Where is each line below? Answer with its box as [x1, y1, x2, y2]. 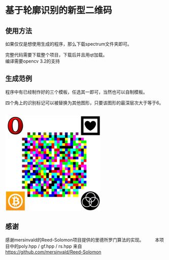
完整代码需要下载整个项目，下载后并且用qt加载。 [5, 52, 108, 57]
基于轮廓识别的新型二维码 [5, 5, 113, 16]
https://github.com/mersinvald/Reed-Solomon [5, 249, 102, 255]
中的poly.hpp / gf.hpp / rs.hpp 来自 [9, 243, 82, 249]
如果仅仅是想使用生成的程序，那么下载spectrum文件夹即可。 [5, 41, 132, 47]
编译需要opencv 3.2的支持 [5, 58, 60, 64]
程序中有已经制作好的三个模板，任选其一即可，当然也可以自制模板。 [5, 89, 148, 95]
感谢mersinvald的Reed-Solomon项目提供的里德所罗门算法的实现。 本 [5, 237, 160, 243]
